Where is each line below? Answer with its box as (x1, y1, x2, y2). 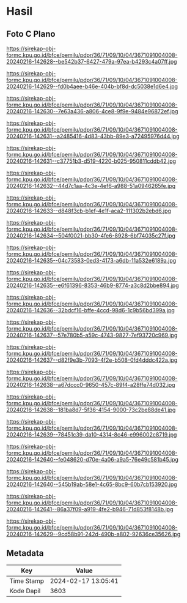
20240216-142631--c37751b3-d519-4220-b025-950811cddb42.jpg (6, 157, 176, 165)
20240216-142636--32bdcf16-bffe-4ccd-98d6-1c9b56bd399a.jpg (6, 307, 175, 313)
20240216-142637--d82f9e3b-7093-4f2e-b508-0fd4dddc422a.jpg (6, 356, 178, 364)
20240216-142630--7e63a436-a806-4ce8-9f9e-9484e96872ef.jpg (6, 108, 178, 114)
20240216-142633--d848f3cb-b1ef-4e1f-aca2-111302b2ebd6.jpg (6, 207, 171, 214)
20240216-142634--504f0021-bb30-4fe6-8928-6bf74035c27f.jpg (6, 232, 176, 239)
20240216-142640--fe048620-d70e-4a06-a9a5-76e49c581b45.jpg (6, 456, 179, 463)
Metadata (6, 548, 44, 558)
